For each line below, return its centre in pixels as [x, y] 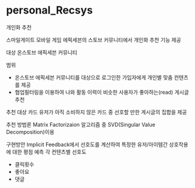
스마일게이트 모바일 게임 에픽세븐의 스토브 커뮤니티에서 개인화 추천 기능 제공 [94, 39]
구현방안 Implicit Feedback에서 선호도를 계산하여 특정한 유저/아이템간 [87, 144]
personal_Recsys [50, 10]
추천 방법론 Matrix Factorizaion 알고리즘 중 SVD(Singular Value [81, 124]
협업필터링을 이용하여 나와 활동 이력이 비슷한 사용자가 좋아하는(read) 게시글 [102, 92]
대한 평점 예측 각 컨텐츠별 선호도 [49, 151]
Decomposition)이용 [30, 132]
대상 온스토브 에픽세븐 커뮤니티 [42, 52]
